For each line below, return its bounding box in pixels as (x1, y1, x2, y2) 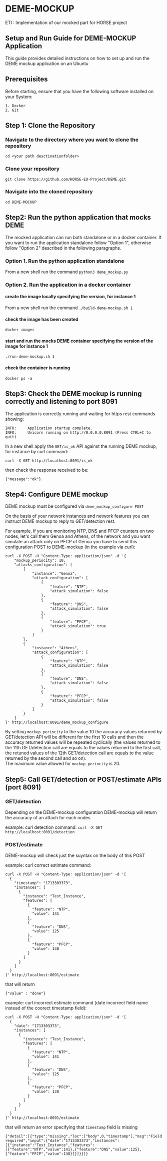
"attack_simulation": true (49, 624, 106, 629)
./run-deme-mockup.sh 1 (5, 354, 55, 359)
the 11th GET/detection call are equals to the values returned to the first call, (5, 745, 161, 751)
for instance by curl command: (5, 448, 68, 454)
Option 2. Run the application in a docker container (5, 281, 131, 288)
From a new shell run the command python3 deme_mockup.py (5, 269, 128, 275)
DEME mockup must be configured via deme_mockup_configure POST (5, 503, 144, 509)
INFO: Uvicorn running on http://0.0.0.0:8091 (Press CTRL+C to (5, 430, 151, 435)
